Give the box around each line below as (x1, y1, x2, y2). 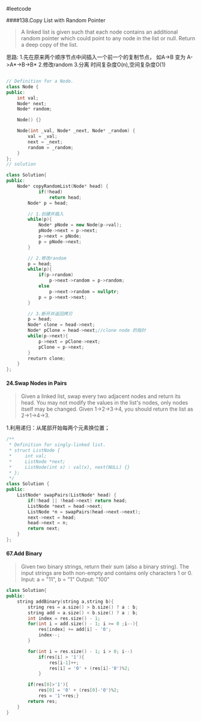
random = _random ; (28, 144, 74, 151)
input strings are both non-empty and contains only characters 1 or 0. (20, 570, 193, 577)
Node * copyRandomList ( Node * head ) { (17, 183, 109, 189)
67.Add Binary (6, 549, 43, 557)
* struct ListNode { (8, 447, 61, 454)
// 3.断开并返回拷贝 (28, 310, 73, 317)
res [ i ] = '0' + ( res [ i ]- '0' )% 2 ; (49, 665, 130, 671)
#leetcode (6, 5, 32, 12)
